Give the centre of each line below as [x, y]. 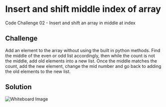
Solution [18, 87]
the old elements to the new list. [38, 71]
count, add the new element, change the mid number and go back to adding [83, 66]
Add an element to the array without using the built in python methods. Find [83, 50]
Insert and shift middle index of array [83, 9]
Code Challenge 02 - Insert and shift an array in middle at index [70, 23]
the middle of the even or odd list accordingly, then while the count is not [80, 55]
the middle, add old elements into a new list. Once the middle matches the [81, 61]
